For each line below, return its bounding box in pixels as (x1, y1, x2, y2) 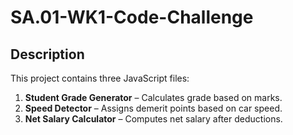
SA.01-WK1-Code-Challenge (10, 6, 254, 29)
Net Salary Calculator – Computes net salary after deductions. (24, 113, 283, 125)
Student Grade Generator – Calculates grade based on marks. (24, 92, 283, 103)
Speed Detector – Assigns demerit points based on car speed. (24, 102, 283, 114)
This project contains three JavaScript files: (10, 72, 190, 84)
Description (10, 46, 85, 63)
